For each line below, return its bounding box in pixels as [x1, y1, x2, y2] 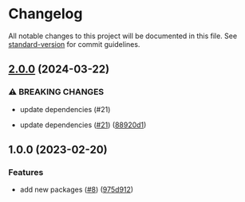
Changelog [8, 5, 83, 23]
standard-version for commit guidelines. [8, 39, 140, 49]
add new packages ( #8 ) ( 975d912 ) [19, 185, 134, 195]
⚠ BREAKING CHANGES [8, 87, 105, 98]
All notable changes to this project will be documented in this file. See [8, 31, 238, 41]
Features [8, 166, 44, 177]
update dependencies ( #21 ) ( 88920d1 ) [19, 120, 147, 130]
